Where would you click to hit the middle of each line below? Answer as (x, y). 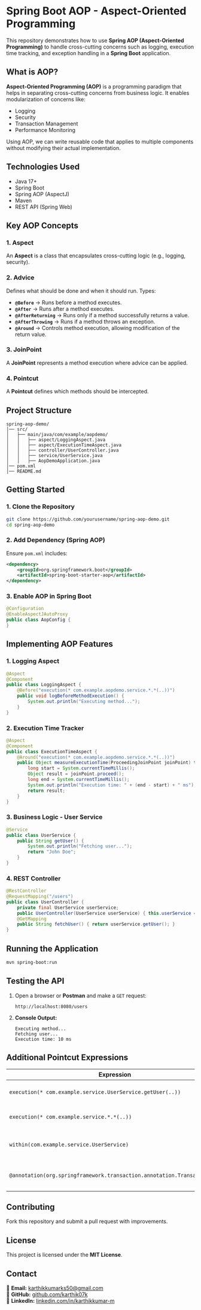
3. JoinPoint (24, 350)
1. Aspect (20, 242)
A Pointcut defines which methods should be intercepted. (77, 392)
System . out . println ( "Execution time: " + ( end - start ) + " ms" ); (112, 785)
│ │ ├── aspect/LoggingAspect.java (56, 440)
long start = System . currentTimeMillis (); (81, 768)
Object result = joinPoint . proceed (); (76, 774)
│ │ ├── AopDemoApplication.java (53, 461)
